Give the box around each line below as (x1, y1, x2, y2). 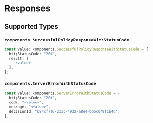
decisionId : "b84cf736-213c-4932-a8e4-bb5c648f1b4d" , (9, 109, 120, 114)
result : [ (9, 56, 29, 61)
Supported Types (4, 22, 59, 31)
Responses (4, 3, 51, 14)
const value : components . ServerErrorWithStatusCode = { (4, 91, 120, 96)
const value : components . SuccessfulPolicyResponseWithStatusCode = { (4, 47, 149, 52)
